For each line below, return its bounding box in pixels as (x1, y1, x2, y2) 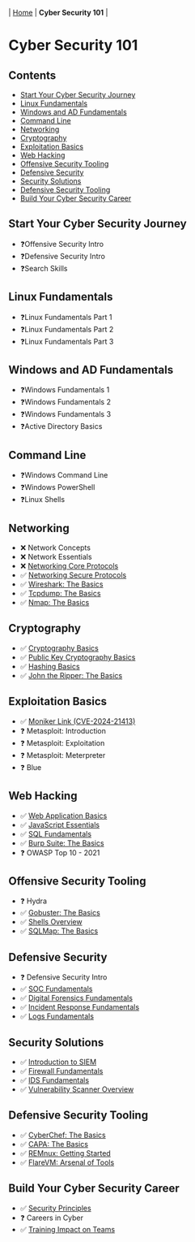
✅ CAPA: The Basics (19, 1139, 89, 1149)
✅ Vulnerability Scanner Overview (19, 1084, 134, 1094)
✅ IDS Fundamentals (19, 1075, 90, 1084)
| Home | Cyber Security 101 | (8, 8, 108, 17)
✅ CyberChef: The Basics (19, 1130, 107, 1140)
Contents (8, 68, 57, 82)
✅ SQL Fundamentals (19, 829, 91, 838)
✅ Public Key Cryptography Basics (19, 652, 136, 662)
